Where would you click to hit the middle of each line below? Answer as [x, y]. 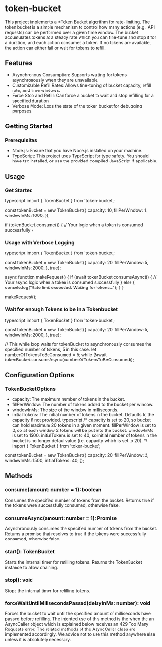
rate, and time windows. [36, 90]
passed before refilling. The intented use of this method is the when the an [80, 619]
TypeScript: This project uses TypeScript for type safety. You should [80, 156]
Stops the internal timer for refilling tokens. [48, 590]
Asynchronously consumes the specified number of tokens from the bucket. [81, 529]
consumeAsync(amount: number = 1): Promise [61, 518]
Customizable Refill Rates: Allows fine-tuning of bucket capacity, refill [81, 85]
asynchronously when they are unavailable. [55, 80]
